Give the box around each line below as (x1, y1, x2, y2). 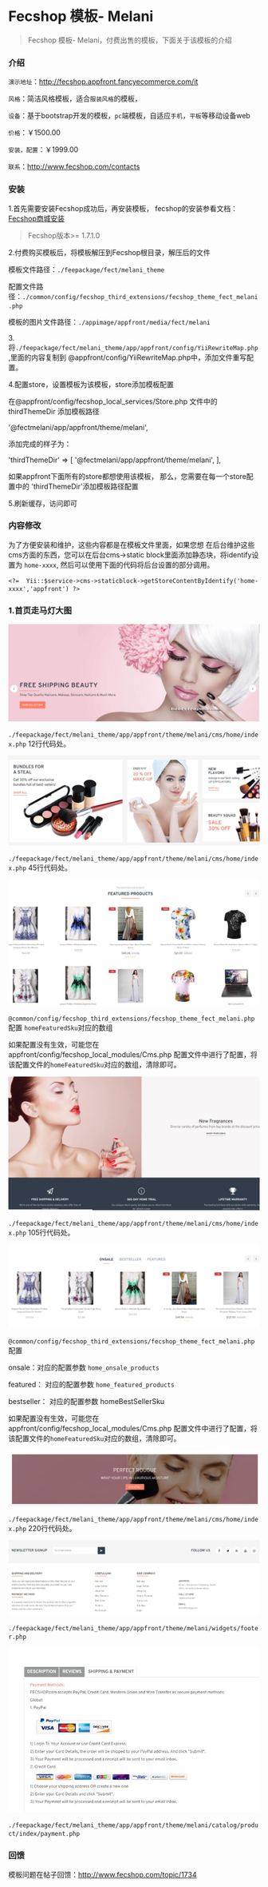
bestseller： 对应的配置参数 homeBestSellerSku (8, 1397, 165, 1406)
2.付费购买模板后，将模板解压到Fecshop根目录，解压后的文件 (8, 247, 211, 257)
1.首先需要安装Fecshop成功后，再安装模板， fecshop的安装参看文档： (8, 203, 238, 213)
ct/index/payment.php (8, 1830, 81, 1838)
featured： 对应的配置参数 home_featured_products (8, 1380, 175, 1390)
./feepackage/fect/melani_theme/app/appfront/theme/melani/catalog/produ (8, 1821, 259, 1829)
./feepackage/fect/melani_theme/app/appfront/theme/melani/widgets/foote (8, 1625, 259, 1633)
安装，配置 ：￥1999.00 (8, 145, 79, 154)
